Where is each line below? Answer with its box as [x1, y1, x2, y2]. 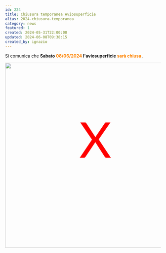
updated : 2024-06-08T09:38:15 [5, 35, 68, 40]
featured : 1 [5, 26, 30, 31]
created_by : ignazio [5, 39, 48, 44]
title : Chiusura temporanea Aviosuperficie [5, 12, 96, 17]
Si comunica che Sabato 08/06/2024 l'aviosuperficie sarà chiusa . [5, 53, 144, 59]
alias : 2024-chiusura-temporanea [5, 16, 74, 21]
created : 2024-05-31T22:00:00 [5, 30, 68, 35]
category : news [5, 21, 37, 26]
